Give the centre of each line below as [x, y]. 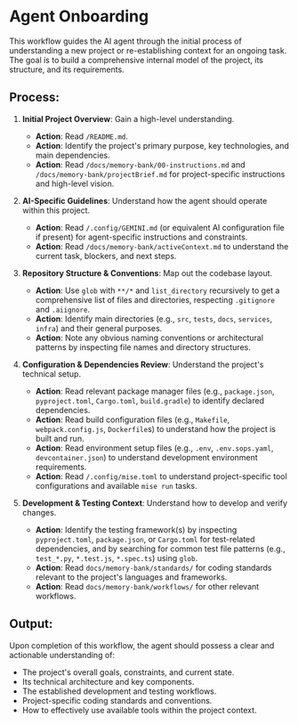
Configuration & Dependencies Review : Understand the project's [143, 364]
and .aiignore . [63, 309]
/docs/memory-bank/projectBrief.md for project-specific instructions [160, 174]
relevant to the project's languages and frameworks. [131, 577]
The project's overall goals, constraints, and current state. [128, 672]
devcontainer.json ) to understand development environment [146, 457]
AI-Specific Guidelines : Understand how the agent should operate [145, 200]
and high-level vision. [75, 183]
